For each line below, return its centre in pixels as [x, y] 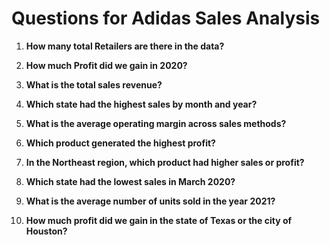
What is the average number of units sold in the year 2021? [150, 201]
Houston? [46, 231]
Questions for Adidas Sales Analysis [166, 18]
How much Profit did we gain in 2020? [106, 65]
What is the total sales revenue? [94, 84]
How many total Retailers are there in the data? [125, 46]
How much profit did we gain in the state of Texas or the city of [159, 220]
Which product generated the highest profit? [120, 143]
